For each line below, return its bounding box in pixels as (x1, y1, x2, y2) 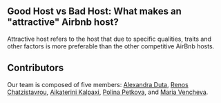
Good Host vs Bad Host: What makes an (7, 6, 182, 17)
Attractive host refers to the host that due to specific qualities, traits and (7, 35, 212, 43)
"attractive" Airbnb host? (7, 17, 119, 28)
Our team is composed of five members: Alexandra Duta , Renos (7, 80, 189, 88)
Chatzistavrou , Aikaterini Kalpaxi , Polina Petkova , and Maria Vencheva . (7, 88, 209, 96)
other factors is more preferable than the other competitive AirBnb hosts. (7, 41, 215, 50)
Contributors (7, 62, 64, 74)
